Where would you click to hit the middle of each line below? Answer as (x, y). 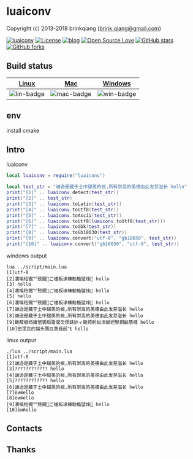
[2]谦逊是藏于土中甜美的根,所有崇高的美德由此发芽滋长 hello (75, 363)
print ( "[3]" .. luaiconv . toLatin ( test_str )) (64, 204)
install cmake (23, 130)
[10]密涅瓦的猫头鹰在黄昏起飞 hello (47, 329)
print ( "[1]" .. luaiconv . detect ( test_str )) (63, 193)
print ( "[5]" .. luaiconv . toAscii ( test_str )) (64, 215)
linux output (21, 340)
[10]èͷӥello (21, 410)
